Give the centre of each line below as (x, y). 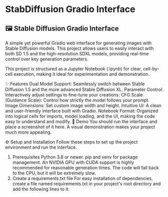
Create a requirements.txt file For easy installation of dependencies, (82, 178)
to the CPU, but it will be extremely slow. (54, 173)
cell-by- (151, 69)
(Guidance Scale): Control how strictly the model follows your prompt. (77, 100)
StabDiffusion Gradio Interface (70, 9)
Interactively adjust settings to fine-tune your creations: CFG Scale (74, 95)
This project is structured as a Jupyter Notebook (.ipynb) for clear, (73, 69)
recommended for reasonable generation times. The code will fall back (86, 168)
